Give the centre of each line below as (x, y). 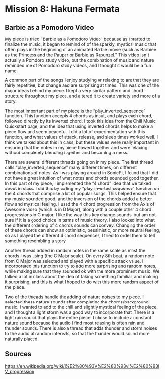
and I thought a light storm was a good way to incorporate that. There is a (80, 312)
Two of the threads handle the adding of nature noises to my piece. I (74, 297)
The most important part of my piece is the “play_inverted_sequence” (75, 111)
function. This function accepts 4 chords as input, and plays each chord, (79, 116)
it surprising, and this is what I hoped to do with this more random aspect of (82, 282)
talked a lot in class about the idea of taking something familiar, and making (82, 277)
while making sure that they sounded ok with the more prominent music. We (82, 271)
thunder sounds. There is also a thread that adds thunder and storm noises (81, 328)
